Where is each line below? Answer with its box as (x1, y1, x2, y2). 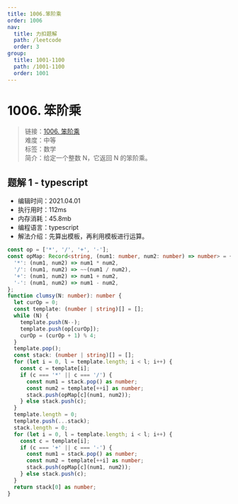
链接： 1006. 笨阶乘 (24, 127, 80, 135)
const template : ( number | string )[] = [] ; (13, 306, 144, 313)
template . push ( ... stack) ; (13, 418, 91, 425)
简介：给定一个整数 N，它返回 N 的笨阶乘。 (24, 154, 152, 162)
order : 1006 (7, 17, 42, 24)
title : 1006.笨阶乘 (7, 10, 62, 18)
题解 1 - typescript (7, 177, 89, 189)
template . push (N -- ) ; (20, 318, 81, 326)
